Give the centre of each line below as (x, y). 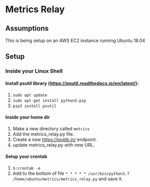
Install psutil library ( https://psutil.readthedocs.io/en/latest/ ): (72, 83)
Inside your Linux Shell (34, 71)
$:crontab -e (27, 168)
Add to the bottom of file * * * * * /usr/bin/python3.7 (71, 173)
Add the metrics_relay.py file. (43, 134)
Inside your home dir (28, 117)
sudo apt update (30, 95)
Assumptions (27, 28)
